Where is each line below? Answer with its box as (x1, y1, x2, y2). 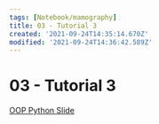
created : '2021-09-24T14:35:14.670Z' (9, 29, 149, 38)
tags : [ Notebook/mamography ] (9, 12, 117, 22)
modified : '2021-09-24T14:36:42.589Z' (9, 37, 153, 47)
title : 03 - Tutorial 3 (9, 21, 98, 30)
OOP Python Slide (9, 105, 76, 116)
